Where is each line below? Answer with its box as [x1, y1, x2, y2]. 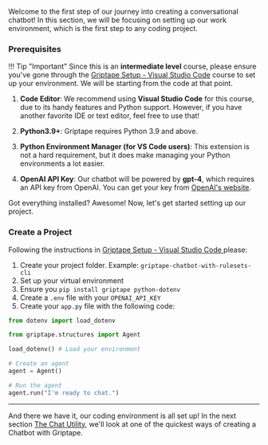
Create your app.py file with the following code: [19, 301, 175, 310]
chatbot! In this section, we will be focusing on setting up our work [8, 15, 227, 25]
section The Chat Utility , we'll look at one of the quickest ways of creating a [8, 419, 257, 429]
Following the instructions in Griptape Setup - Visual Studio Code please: [8, 245, 248, 254]
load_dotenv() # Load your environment [8, 345, 141, 353]
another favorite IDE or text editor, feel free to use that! [19, 111, 200, 120]
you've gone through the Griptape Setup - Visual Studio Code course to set [8, 70, 256, 80]
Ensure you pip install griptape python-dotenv [19, 284, 181, 293]
